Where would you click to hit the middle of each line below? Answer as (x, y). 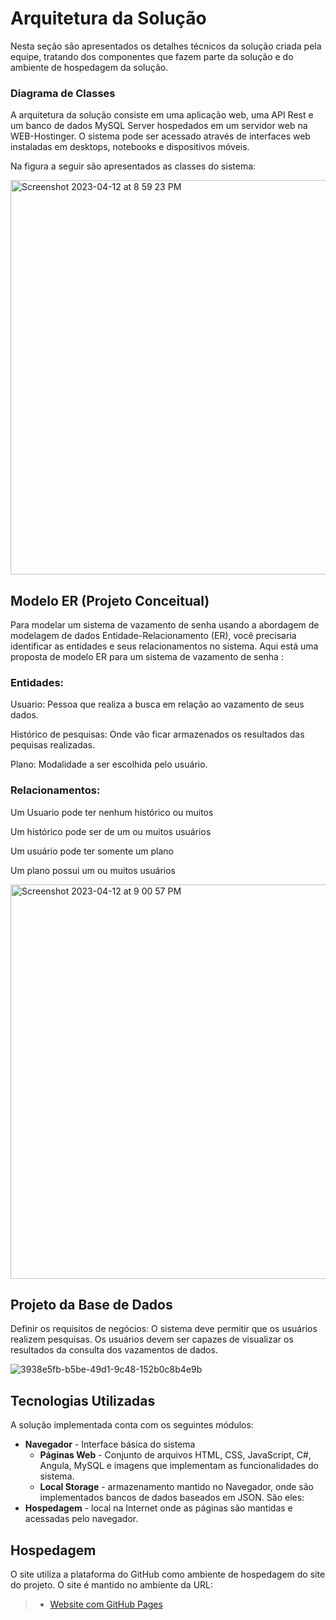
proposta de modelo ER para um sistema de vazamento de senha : (147, 657)
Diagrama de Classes (63, 93)
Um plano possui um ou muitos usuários (93, 870)
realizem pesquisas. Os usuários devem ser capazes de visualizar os (152, 1339)
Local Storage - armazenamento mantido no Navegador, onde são (176, 1487)
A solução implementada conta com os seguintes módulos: (132, 1425)
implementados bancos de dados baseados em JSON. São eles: (172, 1498)
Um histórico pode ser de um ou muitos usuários (111, 831)
